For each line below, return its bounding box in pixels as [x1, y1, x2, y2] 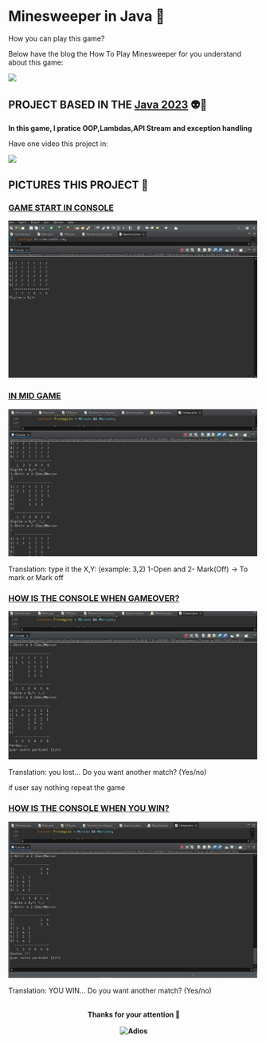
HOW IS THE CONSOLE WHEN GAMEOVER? [8, 593, 180, 603]
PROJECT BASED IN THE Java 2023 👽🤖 [8, 98, 207, 112]
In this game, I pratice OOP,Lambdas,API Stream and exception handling [8, 123, 252, 132]
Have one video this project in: [8, 139, 109, 148]
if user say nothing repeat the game [8, 783, 126, 792]
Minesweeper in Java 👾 [8, 7, 166, 26]
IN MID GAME [8, 390, 61, 401]
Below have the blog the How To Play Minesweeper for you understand [8, 49, 241, 58]
